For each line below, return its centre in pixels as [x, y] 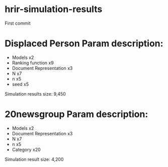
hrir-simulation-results [54, 9]
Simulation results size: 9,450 [35, 94]
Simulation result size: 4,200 [34, 159]
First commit [18, 23]
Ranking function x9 [33, 63]
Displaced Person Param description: [84, 44]
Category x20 [26, 149]
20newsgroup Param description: [76, 114]
